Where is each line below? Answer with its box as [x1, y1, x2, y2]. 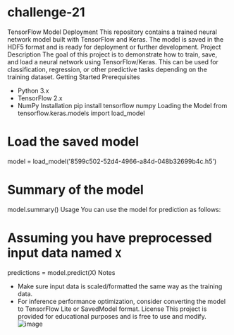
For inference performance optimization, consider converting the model [17, 297, 226, 305]
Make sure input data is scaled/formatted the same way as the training [17, 282, 223, 290]
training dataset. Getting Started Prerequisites [7, 72, 141, 81]
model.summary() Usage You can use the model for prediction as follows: [7, 205, 221, 213]
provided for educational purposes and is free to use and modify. [17, 312, 207, 320]
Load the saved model [7, 134, 140, 150]
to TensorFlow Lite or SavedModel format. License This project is [17, 305, 207, 313]
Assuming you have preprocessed [7, 230, 213, 246]
